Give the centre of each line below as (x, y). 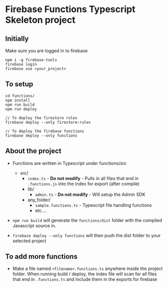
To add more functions (41, 256)
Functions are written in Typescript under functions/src (70, 163)
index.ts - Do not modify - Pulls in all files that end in (83, 178)
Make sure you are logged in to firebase (47, 51)
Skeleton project (40, 20)
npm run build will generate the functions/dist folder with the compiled (87, 220)
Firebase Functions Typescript (70, 9)
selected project (29, 241)
